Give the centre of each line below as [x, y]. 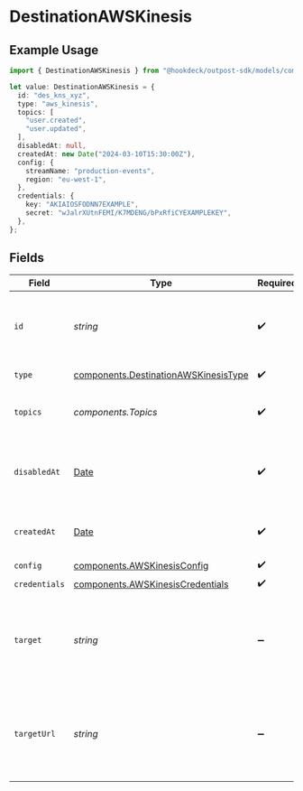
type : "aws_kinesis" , [58, 104]
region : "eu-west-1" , [66, 179]
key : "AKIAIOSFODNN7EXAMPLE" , [83, 205]
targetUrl [35, 734]
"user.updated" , [56, 129]
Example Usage [54, 50]
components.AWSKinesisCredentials [151, 584]
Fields [27, 258]
